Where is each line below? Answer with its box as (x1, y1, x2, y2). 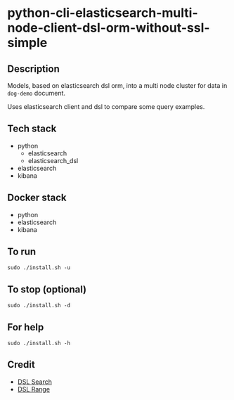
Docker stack (7, 192, 67, 204)
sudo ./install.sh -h (7, 340, 71, 347)
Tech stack (7, 123, 57, 135)
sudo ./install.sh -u (7, 264, 71, 271)
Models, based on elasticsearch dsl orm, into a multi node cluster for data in (7, 82, 228, 89)
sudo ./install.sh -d (7, 302, 71, 309)
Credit (7, 359, 35, 370)
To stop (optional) (7, 283, 86, 295)
